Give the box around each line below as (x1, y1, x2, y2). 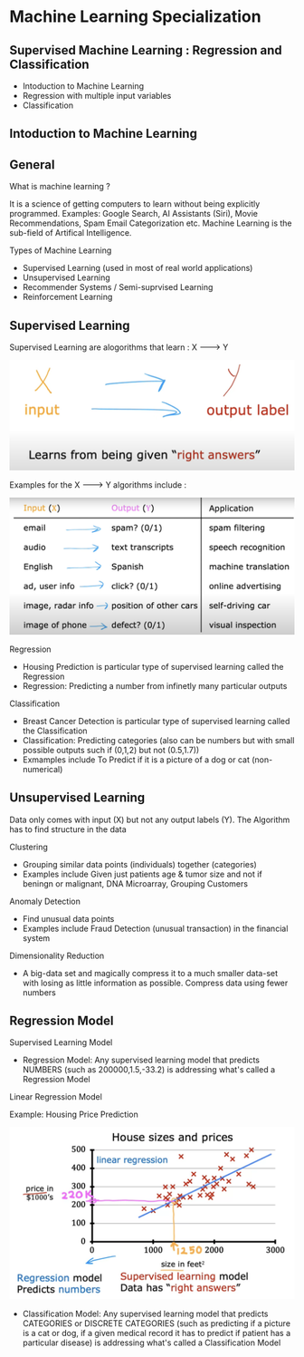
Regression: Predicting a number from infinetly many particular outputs (22, 680, 288, 691)
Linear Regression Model (9, 1091, 102, 1102)
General (9, 157, 56, 172)
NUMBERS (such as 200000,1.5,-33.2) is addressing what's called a (22, 1064, 276, 1075)
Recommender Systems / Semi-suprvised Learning (22, 282, 214, 293)
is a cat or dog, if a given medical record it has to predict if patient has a (22, 1327, 291, 1338)
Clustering (9, 841, 48, 852)
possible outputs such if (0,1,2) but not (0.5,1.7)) (22, 744, 200, 755)
